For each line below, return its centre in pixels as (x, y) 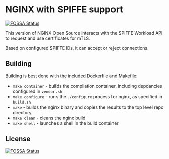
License (18, 139)
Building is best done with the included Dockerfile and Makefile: (71, 76)
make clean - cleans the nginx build (49, 118)
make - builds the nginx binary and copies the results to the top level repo (88, 107)
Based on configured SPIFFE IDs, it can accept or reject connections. (77, 48)
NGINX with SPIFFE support (64, 9)
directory (22, 112)
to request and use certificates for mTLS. (48, 38)
